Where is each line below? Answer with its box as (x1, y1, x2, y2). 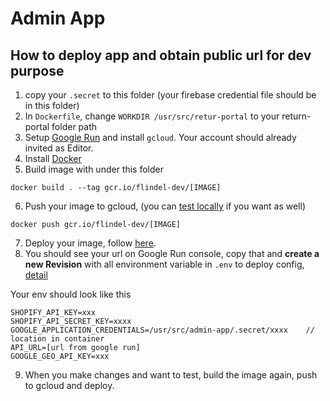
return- (281, 110, 312, 122)
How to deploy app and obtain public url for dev (10, 47, 312, 64)
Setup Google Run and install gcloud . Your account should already (24, 132, 297, 143)
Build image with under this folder (24, 163, 165, 175)
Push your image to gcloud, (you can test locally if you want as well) (24, 200, 306, 212)
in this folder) (24, 100, 80, 111)
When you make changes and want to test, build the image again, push (24, 369, 318, 381)
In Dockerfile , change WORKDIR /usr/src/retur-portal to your (24, 110, 280, 122)
